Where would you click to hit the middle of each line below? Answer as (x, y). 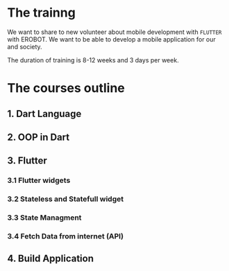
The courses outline (66, 88)
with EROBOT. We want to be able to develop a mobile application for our (112, 39)
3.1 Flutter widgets (39, 180)
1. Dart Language (44, 113)
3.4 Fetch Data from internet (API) (65, 236)
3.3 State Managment (44, 218)
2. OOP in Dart (39, 137)
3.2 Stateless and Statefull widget (65, 199)
